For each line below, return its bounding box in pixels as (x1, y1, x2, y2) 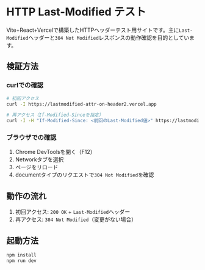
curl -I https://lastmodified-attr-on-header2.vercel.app (6, 101, 157, 107)
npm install (6, 252, 37, 258)
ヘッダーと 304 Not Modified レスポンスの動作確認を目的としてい (28, 34, 190, 41)
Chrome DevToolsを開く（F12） (15, 148, 96, 156)
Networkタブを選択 (15, 156, 64, 163)
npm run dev (6, 257, 37, 264)
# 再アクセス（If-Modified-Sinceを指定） (6, 112, 104, 119)
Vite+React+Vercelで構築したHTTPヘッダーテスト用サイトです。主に (6, 26, 179, 34)
